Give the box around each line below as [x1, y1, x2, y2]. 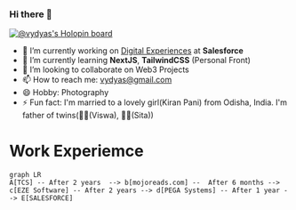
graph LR [9, 171, 42, 180]
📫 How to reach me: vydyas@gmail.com [21, 75, 172, 85]
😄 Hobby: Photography [21, 87, 109, 98]
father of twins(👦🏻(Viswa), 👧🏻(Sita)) [21, 110, 154, 121]
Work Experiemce [9, 141, 144, 161]
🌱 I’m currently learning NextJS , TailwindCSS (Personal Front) [21, 55, 252, 66]
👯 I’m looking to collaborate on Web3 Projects [21, 64, 189, 75]
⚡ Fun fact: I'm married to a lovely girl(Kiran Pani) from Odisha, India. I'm [21, 97, 287, 108]
